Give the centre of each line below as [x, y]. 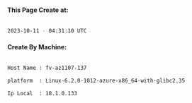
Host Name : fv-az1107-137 [47, 68]
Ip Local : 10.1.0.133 [43, 94]
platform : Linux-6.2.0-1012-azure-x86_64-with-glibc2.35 [96, 81]
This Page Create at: [38, 10]
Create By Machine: [37, 47]
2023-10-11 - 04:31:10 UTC [47, 31]
